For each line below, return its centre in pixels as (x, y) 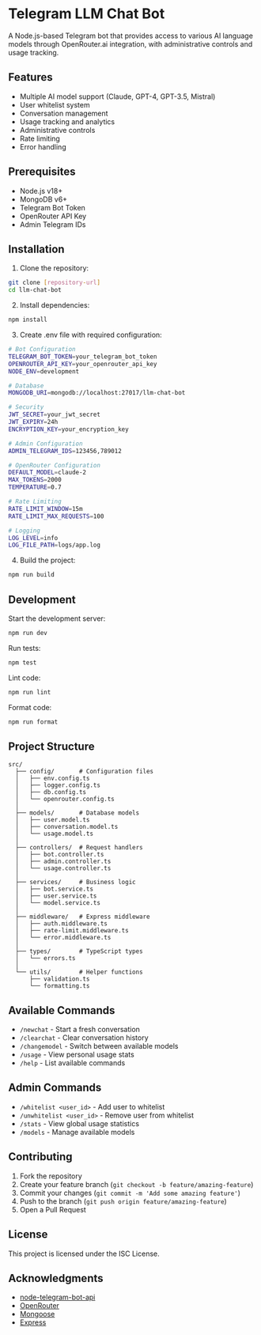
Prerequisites (42, 172)
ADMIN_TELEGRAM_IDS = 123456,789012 (65, 451)
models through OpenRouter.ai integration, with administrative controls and (130, 43)
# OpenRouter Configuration (55, 465)
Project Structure (51, 746)
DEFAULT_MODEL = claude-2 (47, 473)
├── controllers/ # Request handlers (79, 848)
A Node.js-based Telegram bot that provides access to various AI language (130, 36)
